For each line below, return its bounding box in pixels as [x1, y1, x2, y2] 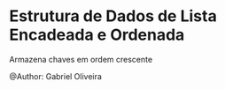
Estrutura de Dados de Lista [9, 6, 217, 26]
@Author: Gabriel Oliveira [9, 70, 102, 81]
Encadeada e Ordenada [9, 25, 185, 45]
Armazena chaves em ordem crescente [9, 54, 153, 64]
